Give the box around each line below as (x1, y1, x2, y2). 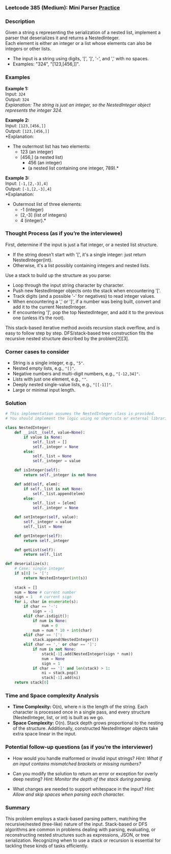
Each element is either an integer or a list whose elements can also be (5, 40, 152, 46)
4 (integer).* (20, 217, 47, 223)
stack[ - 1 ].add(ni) (41, 675, 81, 680)
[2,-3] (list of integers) (20, 211, 67, 218)
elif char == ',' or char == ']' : (23, 642, 97, 647)
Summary (5, 804, 31, 811)
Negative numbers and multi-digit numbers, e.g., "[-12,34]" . (12, 371, 140, 377)
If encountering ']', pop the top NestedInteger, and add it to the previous (12, 309, 164, 315)
